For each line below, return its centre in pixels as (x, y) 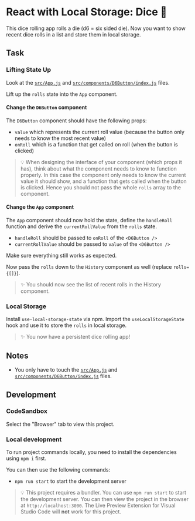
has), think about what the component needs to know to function (98, 168)
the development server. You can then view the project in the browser (105, 499)
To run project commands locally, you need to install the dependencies (91, 452)
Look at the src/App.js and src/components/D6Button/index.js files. (88, 82)
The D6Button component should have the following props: (77, 121)
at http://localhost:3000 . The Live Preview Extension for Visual (98, 506)
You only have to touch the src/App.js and (66, 370)
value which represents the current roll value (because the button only (99, 132)
